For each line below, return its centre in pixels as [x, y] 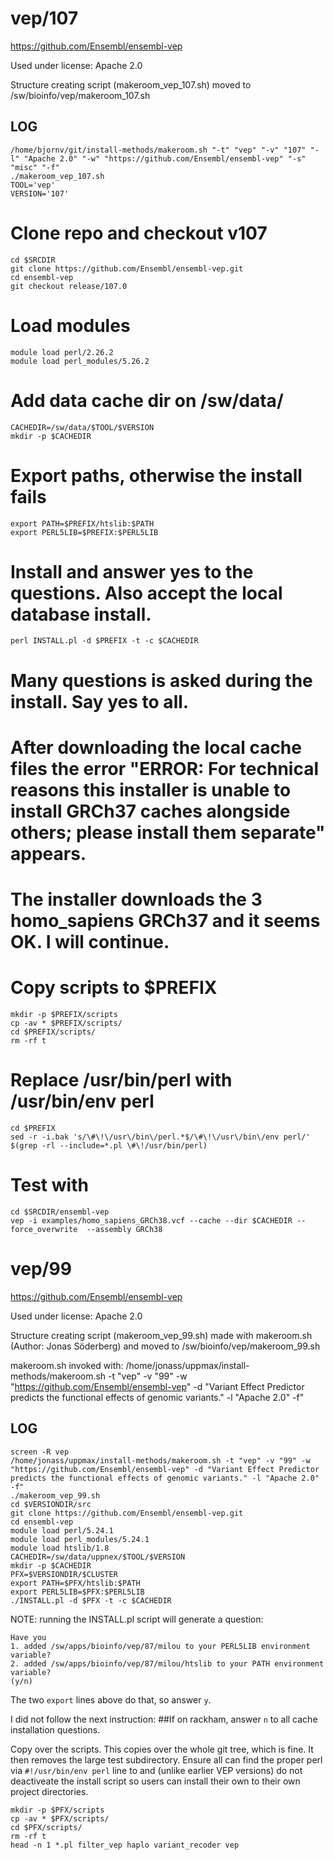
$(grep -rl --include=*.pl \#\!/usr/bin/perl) [109, 1145]
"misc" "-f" [35, 167]
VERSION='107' [40, 193]
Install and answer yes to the [132, 571]
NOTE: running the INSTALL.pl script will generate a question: [137, 1619]
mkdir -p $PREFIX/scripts [64, 1014]
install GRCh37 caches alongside [150, 811]
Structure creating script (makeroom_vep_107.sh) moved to [131, 84]
